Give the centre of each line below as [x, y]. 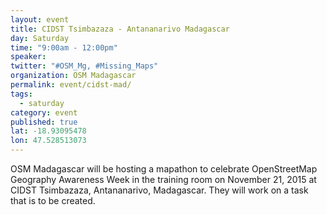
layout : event [40, 19]
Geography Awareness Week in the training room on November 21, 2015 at [163, 179]
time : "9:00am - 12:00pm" [64, 47]
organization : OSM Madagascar [73, 76]
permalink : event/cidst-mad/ [71, 85]
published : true [44, 122]
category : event [44, 112]
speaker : [28, 57]
